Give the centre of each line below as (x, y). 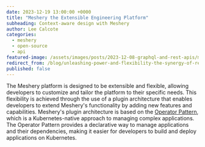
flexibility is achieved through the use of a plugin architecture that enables (99, 99)
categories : (21, 35)
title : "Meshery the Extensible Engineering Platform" (77, 18)
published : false (28, 69)
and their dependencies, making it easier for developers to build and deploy (102, 131)
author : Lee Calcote (33, 29)
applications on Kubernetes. (42, 138)
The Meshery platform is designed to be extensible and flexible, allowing (98, 86)
